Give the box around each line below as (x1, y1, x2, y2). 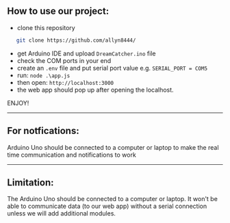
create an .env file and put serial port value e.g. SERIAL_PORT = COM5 (16, 64, 207, 72)
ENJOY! (7, 99, 29, 107)
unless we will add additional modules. (7, 209, 116, 218)
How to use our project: (7, 5, 110, 17)
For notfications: (7, 125, 80, 137)
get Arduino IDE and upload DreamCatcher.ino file (16, 49, 156, 57)
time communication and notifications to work (7, 150, 137, 159)
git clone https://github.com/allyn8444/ (16, 37, 136, 44)
